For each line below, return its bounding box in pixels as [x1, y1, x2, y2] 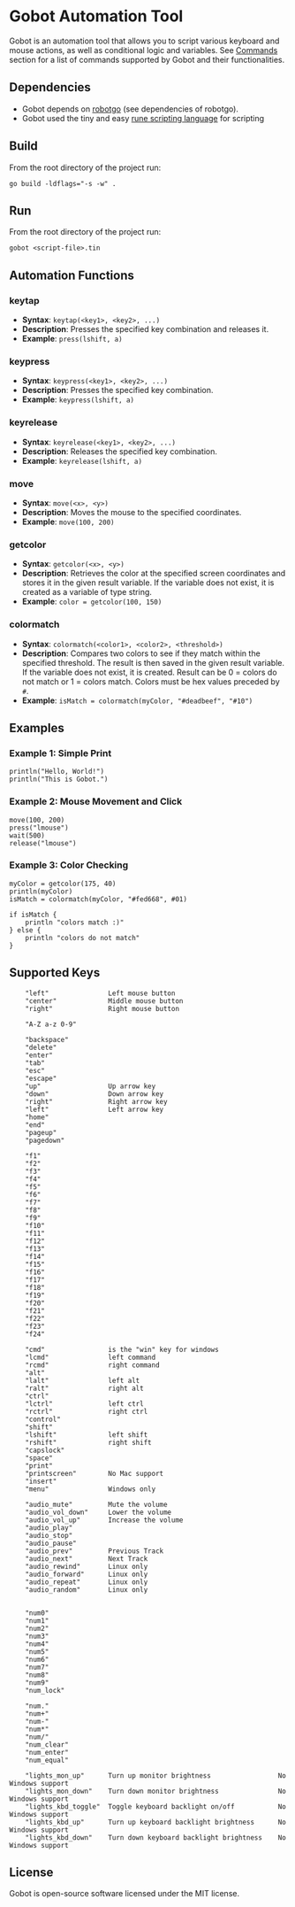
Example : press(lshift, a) [21, 334, 123, 344]
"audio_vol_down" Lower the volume [25, 1508, 172, 1517]
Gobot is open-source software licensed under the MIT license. [9, 1888, 240, 1899]
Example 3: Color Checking [9, 859, 129, 871]
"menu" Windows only [25, 1485, 156, 1494]
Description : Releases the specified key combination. [21, 445, 218, 457]
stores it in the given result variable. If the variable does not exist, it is [21, 577, 275, 588]
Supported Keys [9, 965, 101, 980]
